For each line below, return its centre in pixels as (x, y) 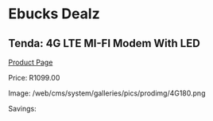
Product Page (31, 62)
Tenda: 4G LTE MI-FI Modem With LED (104, 43)
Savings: (23, 109)
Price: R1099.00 (34, 78)
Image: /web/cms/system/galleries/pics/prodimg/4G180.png (107, 93)
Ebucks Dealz (54, 14)
